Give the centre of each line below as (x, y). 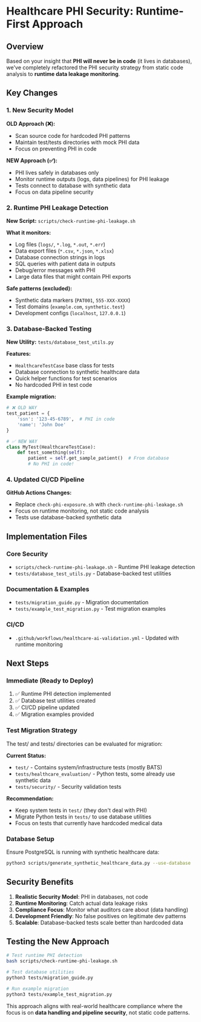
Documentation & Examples (48, 589)
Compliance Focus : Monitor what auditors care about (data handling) (102, 910)
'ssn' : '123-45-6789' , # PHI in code (66, 419)
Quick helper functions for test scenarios (66, 378)
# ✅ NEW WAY (22, 441)
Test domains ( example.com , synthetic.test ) (70, 306)
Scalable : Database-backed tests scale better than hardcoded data (99, 922)
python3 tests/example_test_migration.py (59, 994)
